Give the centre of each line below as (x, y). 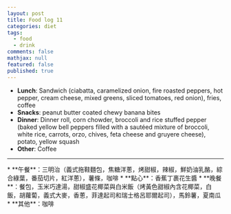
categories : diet (32, 26)
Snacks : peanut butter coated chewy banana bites (89, 112)
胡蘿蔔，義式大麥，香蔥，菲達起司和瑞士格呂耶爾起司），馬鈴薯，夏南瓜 (120, 195)
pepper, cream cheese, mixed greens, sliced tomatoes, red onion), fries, (119, 97)
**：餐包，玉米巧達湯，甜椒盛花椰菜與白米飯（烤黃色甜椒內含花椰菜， (107, 187)
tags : (15, 33)
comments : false (30, 52)
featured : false (30, 64)
